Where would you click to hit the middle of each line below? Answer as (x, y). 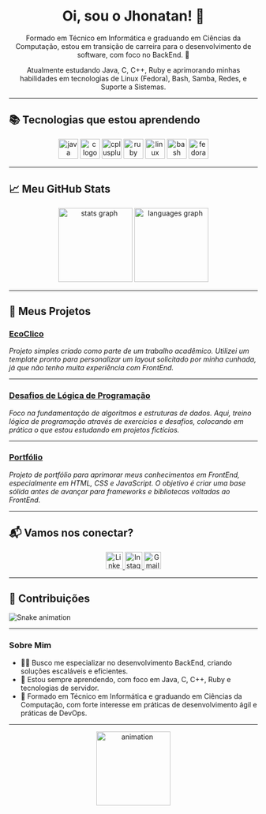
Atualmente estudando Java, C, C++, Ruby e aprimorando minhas (133, 69)
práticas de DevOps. (54, 713)
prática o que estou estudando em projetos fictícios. (94, 430)
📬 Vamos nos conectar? (71, 533)
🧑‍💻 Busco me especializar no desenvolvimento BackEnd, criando (126, 662)
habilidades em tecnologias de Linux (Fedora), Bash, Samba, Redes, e (133, 78)
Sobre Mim (30, 645)
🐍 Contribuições (49, 599)
